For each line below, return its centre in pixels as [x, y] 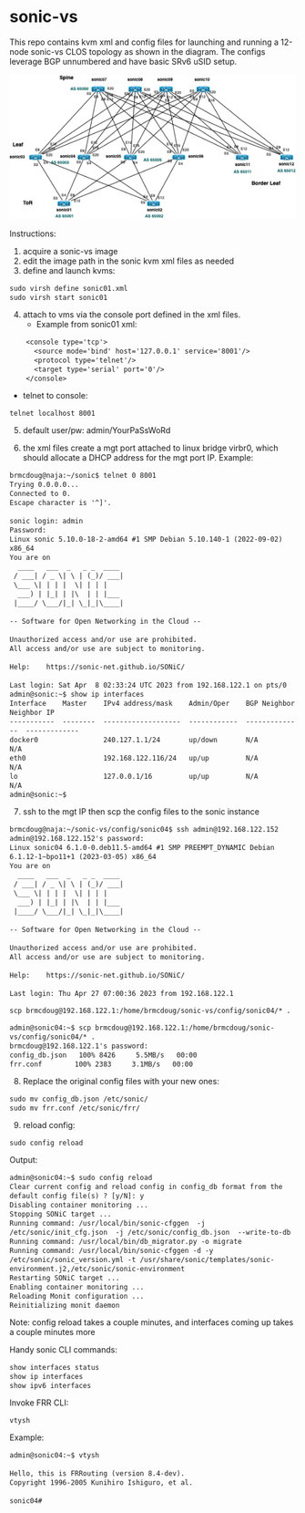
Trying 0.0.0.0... [44, 485]
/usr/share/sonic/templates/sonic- [207, 1260]
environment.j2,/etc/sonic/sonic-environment [97, 1269]
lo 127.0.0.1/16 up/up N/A [134, 777]
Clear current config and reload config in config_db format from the [146, 1187]
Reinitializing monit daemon [65, 1306]
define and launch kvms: [69, 271]
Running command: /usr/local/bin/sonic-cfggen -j [107, 1224]
